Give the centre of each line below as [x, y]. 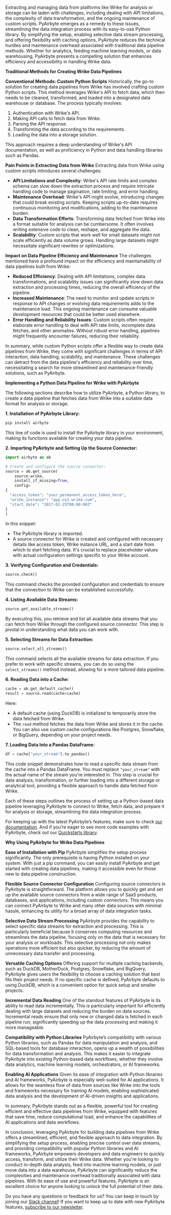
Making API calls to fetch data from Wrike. [57, 118]
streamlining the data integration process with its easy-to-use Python [78, 29]
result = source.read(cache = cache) [43, 693]
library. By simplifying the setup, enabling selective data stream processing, [85, 34]
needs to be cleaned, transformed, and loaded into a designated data [78, 98]
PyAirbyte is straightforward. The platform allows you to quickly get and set [84, 889]
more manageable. [25, 1027]
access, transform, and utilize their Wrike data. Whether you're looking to [82, 1159]
